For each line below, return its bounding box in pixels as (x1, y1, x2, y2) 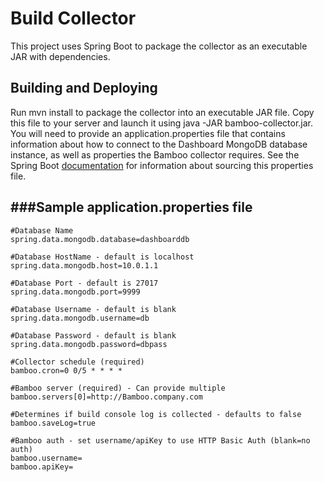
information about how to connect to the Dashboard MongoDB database (10, 138, 308, 150)
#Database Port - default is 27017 (10, 278, 159, 288)
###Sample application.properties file (10, 199, 253, 216)
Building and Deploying (10, 80, 158, 97)
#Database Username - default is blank (10, 304, 177, 314)
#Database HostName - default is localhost (10, 252, 195, 262)
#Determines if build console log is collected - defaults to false (10, 409, 302, 419)
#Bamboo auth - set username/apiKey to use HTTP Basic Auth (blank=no (10, 435, 311, 446)
